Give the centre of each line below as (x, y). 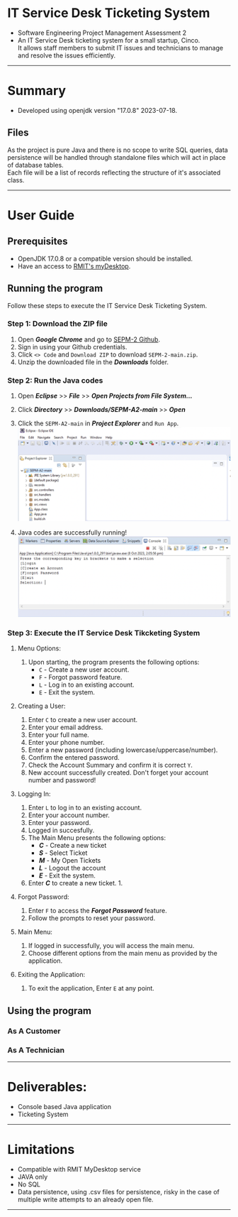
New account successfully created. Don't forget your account (118, 773)
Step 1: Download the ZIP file (57, 324)
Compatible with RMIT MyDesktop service (79, 1169)
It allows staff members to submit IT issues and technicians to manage (120, 48)
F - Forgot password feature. (80, 677)
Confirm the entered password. (74, 758)
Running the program (55, 289)
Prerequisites (38, 242)
